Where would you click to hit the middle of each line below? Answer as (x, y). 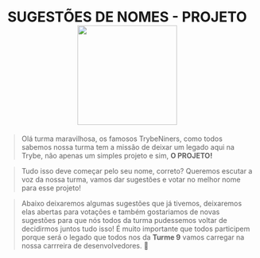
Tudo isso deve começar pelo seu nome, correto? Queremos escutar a (137, 170)
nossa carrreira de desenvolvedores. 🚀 (85, 245)
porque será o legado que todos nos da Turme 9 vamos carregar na (133, 237)
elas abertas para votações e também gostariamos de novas (120, 212)
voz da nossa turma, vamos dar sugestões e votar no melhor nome (131, 179)
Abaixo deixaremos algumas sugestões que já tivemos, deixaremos (132, 203)
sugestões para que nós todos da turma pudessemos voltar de (124, 220)
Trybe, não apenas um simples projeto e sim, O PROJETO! (117, 155)
